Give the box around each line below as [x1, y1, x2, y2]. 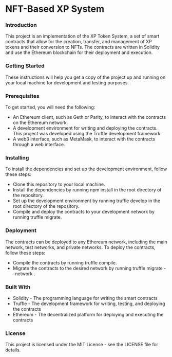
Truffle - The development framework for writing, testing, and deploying [12, 300, 165, 307]
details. [5, 347, 21, 353]
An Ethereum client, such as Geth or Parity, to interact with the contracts [12, 114, 166, 120]
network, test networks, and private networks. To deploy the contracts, [5, 244, 156, 250]
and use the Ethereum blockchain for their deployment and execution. [5, 49, 153, 56]
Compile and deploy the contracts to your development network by [12, 209, 155, 215]
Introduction [5, 22, 37, 29]
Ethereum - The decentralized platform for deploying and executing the [12, 311, 164, 317]
